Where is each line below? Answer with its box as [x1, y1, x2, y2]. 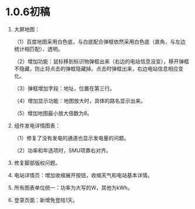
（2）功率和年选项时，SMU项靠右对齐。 [13, 147, 112, 154]
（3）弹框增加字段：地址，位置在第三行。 [13, 85, 115, 92]
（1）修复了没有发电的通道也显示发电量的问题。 [13, 134, 129, 141]
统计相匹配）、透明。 [13, 45, 63, 53]
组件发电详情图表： [13, 122, 61, 129]
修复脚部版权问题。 [13, 159, 61, 166]
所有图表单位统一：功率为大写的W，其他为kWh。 [13, 184, 133, 191]
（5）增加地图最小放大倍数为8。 [13, 109, 93, 117]
